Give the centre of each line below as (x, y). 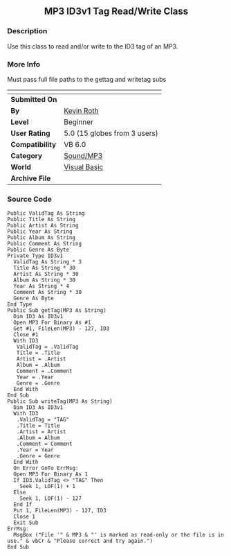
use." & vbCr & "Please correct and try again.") (80, 541)
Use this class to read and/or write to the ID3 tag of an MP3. (93, 46)
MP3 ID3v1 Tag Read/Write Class (116, 11)
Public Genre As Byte (38, 250)
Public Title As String (41, 220)
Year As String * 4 (41, 286)
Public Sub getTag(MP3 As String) (57, 311)
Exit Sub (26, 523)
